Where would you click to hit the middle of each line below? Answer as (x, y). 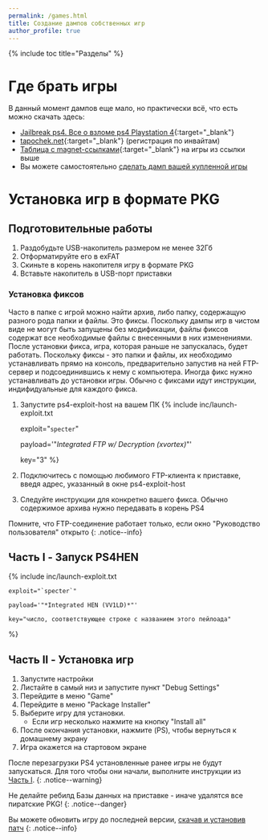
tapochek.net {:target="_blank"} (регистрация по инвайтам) (120, 141)
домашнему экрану (54, 739)
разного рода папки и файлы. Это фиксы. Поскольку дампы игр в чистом (134, 320)
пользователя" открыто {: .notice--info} (75, 532)
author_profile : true (45, 31)
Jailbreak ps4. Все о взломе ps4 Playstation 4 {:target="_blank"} (127, 133)
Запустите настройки (57, 679)
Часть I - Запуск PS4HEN (73, 557)
